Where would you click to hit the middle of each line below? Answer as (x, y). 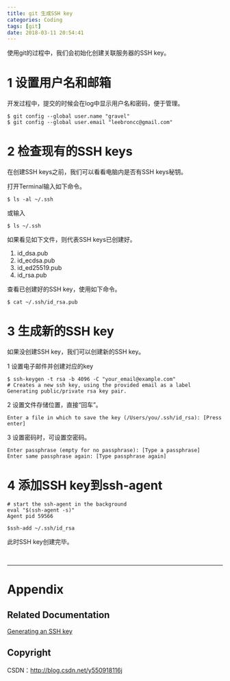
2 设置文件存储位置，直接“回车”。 (54, 405)
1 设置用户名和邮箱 (59, 83)
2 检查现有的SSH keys (70, 152)
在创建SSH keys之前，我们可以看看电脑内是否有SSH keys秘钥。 (97, 172)
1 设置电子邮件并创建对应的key (50, 367)
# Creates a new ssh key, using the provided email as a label (99, 385)
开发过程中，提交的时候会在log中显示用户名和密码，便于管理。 (95, 103)
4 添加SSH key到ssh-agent (85, 485)
